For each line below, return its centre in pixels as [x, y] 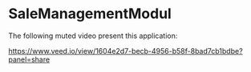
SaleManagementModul [90, 14]
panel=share [29, 59]
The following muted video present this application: [93, 36]
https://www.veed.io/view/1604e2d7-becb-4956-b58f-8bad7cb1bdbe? [125, 51]
